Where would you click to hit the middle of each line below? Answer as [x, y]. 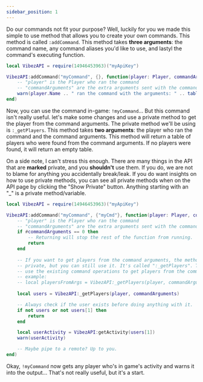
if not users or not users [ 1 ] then [62, 310]
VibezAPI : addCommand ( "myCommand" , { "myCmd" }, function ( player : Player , [98, 215]
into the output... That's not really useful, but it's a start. [76, 372]
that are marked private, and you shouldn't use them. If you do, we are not [100, 167]
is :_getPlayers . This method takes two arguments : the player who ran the [99, 130]
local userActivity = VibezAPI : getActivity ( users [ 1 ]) [86, 332]
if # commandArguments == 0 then [58, 232]
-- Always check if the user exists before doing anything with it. [105, 305]
